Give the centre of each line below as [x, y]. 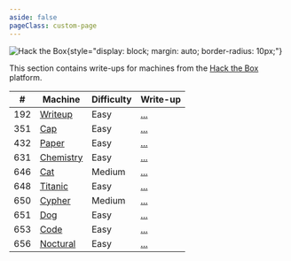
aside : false [33, 17]
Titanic [54, 186]
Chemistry [61, 157]
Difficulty [112, 99]
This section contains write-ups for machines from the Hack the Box [134, 68]
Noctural [58, 243]
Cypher [55, 200]
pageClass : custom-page [53, 26]
